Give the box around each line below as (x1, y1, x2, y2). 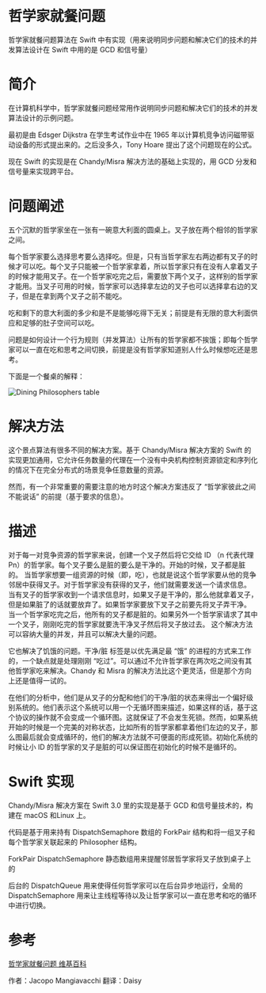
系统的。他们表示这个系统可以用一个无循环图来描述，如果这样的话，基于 (14, 702, 251, 712)
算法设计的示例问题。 (8, 112, 78, 123)
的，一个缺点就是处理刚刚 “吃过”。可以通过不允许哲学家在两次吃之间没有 (8, 656, 245, 665)
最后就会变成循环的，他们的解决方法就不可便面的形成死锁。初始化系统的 (21, 732, 258, 741)
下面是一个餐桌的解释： (8, 371, 85, 381)
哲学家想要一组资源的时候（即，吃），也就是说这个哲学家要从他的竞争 (30, 569, 256, 579)
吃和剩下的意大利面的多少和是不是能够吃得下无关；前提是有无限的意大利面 (8, 308, 251, 318)
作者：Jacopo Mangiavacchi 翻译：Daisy (8, 976, 142, 985)
